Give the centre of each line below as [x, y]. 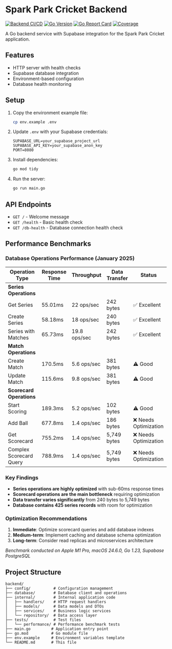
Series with [21, 331]
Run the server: [29, 179]
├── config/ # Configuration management [59, 589]
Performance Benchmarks [48, 244]
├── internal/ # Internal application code [60, 598]
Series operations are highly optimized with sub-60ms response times [88, 489]
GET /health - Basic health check [48, 222]
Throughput [86, 275]
